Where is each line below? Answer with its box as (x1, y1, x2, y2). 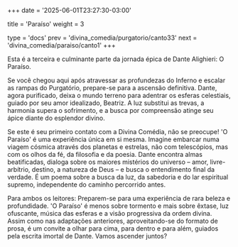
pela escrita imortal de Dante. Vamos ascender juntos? (7, 232, 168, 240)
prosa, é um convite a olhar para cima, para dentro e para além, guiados (7, 224, 219, 233)
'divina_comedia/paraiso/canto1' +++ (7, 41, 116, 49)
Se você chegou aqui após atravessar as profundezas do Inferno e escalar (7, 76, 226, 84)
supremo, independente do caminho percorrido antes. (7, 180, 166, 189)
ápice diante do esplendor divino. (7, 114, 105, 122)
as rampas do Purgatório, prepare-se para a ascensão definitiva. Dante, (7, 84, 217, 92)
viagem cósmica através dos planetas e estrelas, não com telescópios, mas (7, 143, 229, 151)
